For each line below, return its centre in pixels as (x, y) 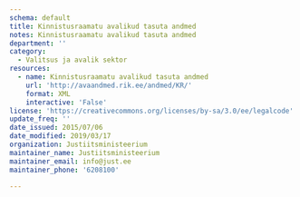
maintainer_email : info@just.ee (70, 161)
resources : (30, 69)
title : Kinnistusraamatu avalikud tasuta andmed (103, 26)
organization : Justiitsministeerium (78, 144)
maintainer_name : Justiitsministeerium (85, 153)
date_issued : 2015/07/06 (56, 128)
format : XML (48, 94)
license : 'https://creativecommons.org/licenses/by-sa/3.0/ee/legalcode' (152, 111)
